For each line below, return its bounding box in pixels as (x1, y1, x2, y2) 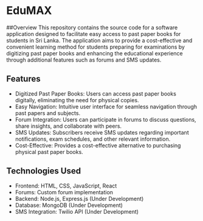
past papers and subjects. (15, 109, 81, 116)
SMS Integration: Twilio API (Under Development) (15, 208, 139, 215)
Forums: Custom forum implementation (15, 188, 114, 195)
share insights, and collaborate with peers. (15, 122, 122, 130)
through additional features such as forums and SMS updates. (6, 56, 162, 63)
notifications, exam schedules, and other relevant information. (15, 135, 171, 142)
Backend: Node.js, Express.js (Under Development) (15, 195, 144, 202)
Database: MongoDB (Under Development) (15, 202, 123, 209)
